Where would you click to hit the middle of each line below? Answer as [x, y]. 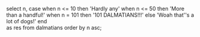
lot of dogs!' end [27, 21]
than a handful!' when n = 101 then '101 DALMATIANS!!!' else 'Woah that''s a [100, 15]
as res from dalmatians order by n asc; [54, 27]
